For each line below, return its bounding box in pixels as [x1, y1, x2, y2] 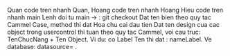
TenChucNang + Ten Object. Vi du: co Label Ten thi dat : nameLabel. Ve [7, 35, 213, 44]
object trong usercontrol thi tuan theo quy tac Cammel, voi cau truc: [7, 28, 201, 36]
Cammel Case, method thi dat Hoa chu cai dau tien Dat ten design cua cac [7, 21, 220, 28]
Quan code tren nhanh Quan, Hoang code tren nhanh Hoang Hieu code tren [7, 6, 224, 14]
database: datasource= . [7, 43, 78, 50]
